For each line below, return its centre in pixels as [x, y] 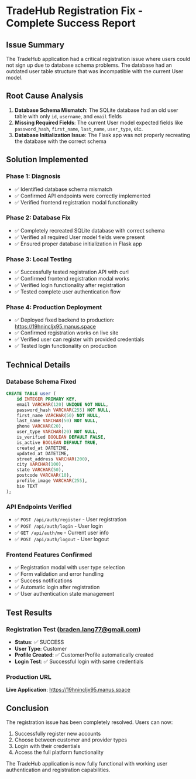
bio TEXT [27, 486]
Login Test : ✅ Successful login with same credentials [79, 661]
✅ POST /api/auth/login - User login [59, 526]
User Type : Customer [41, 648]
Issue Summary [35, 45]
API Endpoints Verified [39, 507]
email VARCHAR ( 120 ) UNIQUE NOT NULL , [63, 404]
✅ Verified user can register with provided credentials [79, 339]
